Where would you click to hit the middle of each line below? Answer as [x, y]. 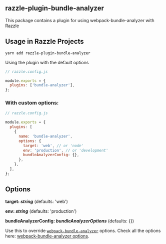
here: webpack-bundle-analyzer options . [47, 236]
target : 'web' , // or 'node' [53, 146]
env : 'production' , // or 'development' [66, 150]
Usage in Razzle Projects [44, 41]
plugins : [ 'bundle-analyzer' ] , [42, 85]
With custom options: [32, 103]
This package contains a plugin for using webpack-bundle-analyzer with [80, 20]
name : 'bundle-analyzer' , [45, 136]
